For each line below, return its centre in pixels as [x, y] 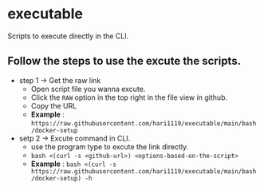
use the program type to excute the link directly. [110, 146]
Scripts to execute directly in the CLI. [68, 36]
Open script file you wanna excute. [88, 89]
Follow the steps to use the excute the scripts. [124, 61]
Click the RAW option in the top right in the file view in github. [129, 97]
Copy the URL [54, 105]
